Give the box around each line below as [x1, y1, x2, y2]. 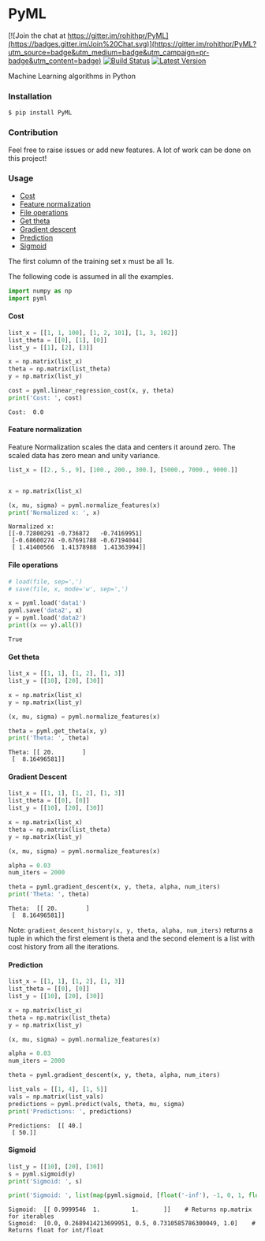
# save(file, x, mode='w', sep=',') [8, 585, 129, 593]
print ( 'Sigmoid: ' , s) [8, 1177, 83, 1185]
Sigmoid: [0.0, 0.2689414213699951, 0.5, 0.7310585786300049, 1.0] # [8, 1220, 256, 1228]
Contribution [8, 127, 58, 138]
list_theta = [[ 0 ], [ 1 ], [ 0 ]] [8, 336, 108, 344]
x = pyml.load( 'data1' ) [8, 599, 87, 607]
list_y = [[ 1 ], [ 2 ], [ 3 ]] [8, 344, 93, 352]
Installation [8, 91, 53, 102]
